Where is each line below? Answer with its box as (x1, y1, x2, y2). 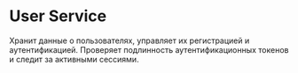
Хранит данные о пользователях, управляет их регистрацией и (9, 35, 250, 46)
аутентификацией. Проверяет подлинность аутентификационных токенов (9, 44, 289, 55)
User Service (9, 6, 107, 26)
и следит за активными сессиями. (9, 54, 139, 64)
